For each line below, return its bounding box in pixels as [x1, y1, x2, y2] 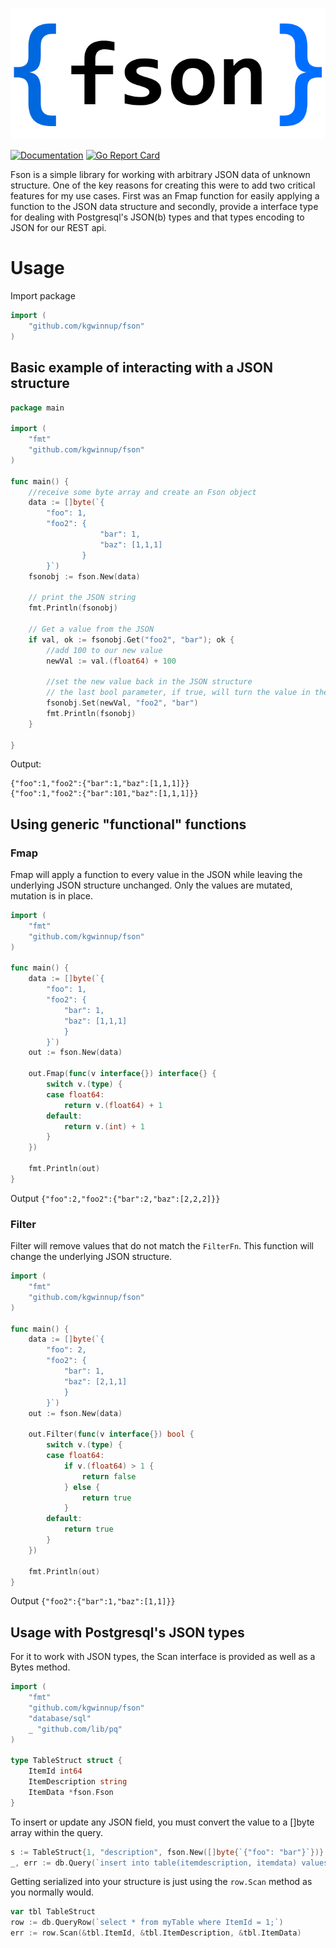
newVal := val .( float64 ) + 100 [46, 656, 177, 666]
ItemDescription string [28, 1777, 128, 1787]
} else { [63, 1482, 101, 1492]
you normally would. [10, 1886, 95, 1898]
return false [81, 1471, 137, 1482]
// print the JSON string [28, 593, 137, 603]
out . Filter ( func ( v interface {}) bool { [28, 1429, 195, 1440]
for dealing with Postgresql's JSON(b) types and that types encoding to [10, 211, 305, 223]
